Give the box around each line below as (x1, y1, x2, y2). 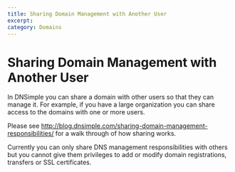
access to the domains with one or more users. (7, 108, 145, 117)
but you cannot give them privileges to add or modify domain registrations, (7, 151, 227, 159)
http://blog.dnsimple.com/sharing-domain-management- (41, 122, 208, 130)
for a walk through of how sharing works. (55, 129, 177, 138)
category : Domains (7, 23, 62, 31)
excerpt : (7, 17, 33, 24)
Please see (7, 122, 40, 130)
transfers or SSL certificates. (7, 158, 92, 167)
